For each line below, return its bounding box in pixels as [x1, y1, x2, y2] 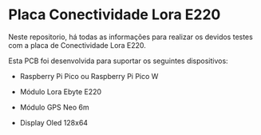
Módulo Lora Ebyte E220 [19, 86, 102, 97]
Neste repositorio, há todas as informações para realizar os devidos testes [8, 32, 253, 42]
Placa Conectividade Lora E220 [8, 6, 221, 24]
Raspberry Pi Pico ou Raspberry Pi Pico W [19, 71, 159, 81]
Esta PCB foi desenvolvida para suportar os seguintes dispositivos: [8, 56, 229, 66]
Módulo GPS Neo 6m [19, 102, 89, 112]
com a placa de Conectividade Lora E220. [8, 40, 146, 50]
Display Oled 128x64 [19, 117, 89, 127]
